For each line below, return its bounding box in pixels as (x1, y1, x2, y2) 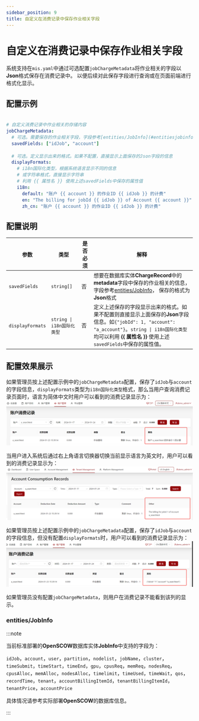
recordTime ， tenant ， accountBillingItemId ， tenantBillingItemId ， (6, 677, 173, 684)
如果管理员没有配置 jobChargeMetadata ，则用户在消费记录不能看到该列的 (6, 594, 181, 601)
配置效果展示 (6, 361, 53, 371)
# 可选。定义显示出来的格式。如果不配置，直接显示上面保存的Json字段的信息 (11, 153, 173, 159)
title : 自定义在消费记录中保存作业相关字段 (6, 15, 100, 22)
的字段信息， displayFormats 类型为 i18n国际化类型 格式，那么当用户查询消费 (6, 385, 185, 393)
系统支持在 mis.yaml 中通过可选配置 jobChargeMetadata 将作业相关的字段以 (6, 65, 182, 72)
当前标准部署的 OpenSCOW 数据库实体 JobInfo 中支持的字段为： (6, 642, 160, 649)
